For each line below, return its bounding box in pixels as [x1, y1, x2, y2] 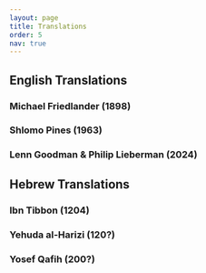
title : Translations [9, 22, 88, 31]
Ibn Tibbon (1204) [9, 204, 90, 217]
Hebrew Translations [9, 177, 130, 192]
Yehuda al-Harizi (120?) [9, 228, 115, 241]
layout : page [9, 13, 59, 23]
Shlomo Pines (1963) [9, 124, 103, 136]
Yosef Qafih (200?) [9, 252, 95, 265]
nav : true [9, 38, 47, 48]
